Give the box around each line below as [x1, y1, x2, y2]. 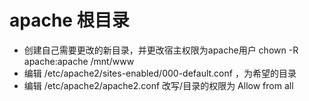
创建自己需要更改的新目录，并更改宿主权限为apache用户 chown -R [23, 44, 299, 56]
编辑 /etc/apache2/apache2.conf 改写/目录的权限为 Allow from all [23, 79, 294, 91]
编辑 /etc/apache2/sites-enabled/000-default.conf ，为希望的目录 [23, 67, 297, 79]
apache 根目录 [9, 9, 130, 32]
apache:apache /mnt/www [23, 55, 135, 67]
